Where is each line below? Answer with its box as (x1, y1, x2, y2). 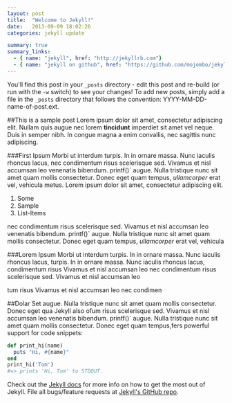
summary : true (7, 42, 48, 49)
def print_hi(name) (7, 342, 64, 349)
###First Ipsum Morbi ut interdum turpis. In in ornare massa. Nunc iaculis (7, 151, 215, 159)
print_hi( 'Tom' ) (7, 361, 54, 368)
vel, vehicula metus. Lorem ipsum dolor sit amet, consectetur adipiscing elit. (7, 181, 224, 189)
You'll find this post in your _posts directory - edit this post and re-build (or (7, 80, 220, 89)
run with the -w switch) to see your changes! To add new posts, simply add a (7, 87, 225, 96)
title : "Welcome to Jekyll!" (7, 17, 95, 24)
